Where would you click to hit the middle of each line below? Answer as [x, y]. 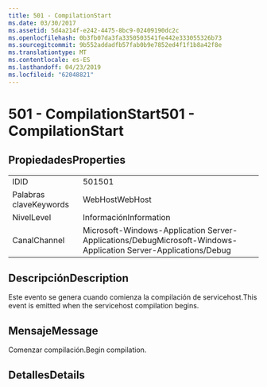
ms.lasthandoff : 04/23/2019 [55, 68]
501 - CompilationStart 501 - [101, 114]
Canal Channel [39, 240]
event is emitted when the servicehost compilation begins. [104, 306]
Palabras [29, 194]
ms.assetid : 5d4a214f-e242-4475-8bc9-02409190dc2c [94, 30]
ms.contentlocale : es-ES [49, 60]
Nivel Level [32, 217]
